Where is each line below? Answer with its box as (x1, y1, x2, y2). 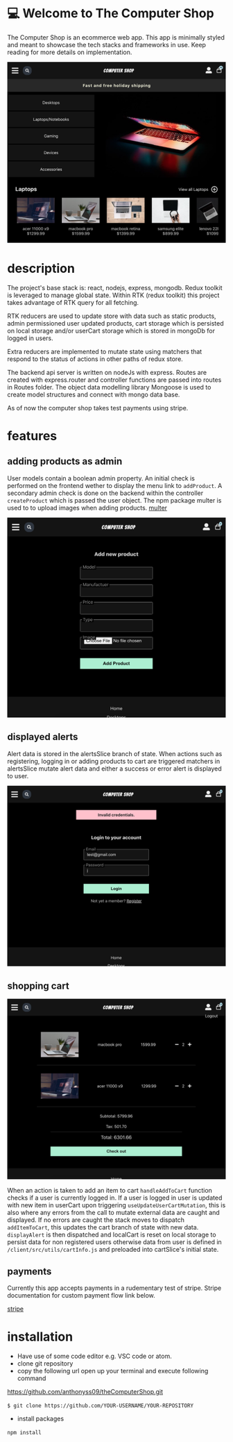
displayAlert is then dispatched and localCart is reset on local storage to (7, 1230, 216, 1239)
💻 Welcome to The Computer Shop (7, 6, 214, 22)
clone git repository (17, 1359, 74, 1368)
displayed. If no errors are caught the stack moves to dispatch (7, 1216, 185, 1224)
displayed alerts (7, 731, 78, 743)
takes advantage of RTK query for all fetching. (7, 298, 139, 306)
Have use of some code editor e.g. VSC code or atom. (17, 1352, 172, 1361)
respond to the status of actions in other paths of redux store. (7, 355, 184, 363)
